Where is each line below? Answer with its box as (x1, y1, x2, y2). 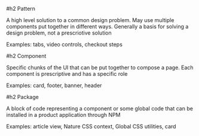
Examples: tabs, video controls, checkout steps (6, 41, 123, 48)
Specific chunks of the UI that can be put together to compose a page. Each (6, 64, 194, 71)
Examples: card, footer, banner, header (6, 82, 102, 89)
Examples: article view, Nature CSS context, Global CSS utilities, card (6, 123, 176, 130)
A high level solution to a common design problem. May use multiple (6, 17, 174, 23)
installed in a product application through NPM (6, 112, 121, 118)
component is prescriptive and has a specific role (6, 70, 128, 77)
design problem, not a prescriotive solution (6, 29, 112, 36)
